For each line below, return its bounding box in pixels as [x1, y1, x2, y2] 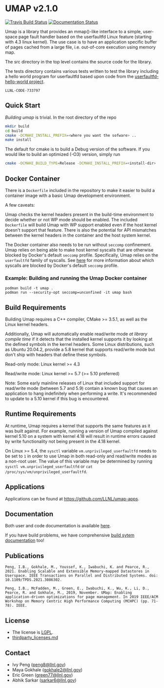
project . [29, 79, 45, 85]
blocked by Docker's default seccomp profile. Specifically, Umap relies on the [5, 252, 159, 258]
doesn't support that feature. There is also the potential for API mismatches [5, 227, 157, 233]
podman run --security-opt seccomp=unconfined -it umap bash [5, 290, 132, 295]
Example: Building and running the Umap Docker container [5, 275, 147, 281]
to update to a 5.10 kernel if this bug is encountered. [5, 396, 110, 402]
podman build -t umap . [5, 286, 54, 291]
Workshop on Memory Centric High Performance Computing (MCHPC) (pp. [5, 599, 150, 604]
